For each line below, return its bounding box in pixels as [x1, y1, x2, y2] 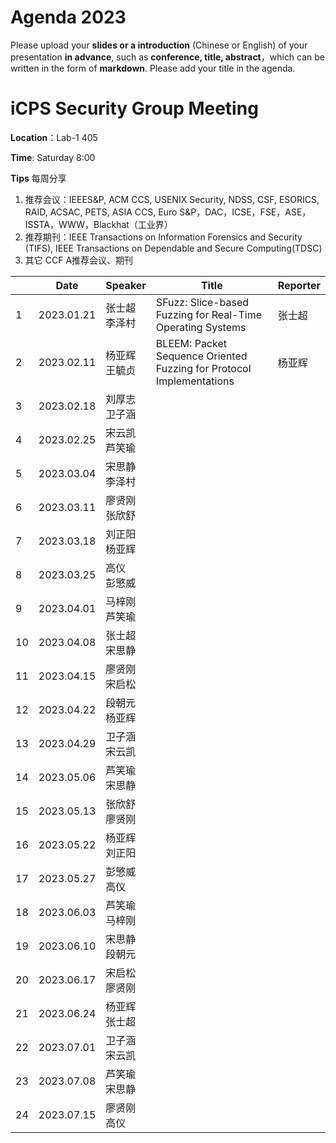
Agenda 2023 [10, 6, 127, 29]
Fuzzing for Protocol [155, 361, 252, 375]
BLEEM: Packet [155, 336, 227, 350]
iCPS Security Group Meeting [10, 97, 259, 120]
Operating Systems [155, 320, 247, 334]
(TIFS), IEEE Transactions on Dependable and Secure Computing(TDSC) [24, 242, 323, 254]
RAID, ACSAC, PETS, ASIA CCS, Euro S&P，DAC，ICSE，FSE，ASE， [24, 206, 312, 218]
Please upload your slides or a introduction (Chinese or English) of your [10, 39, 308, 51]
